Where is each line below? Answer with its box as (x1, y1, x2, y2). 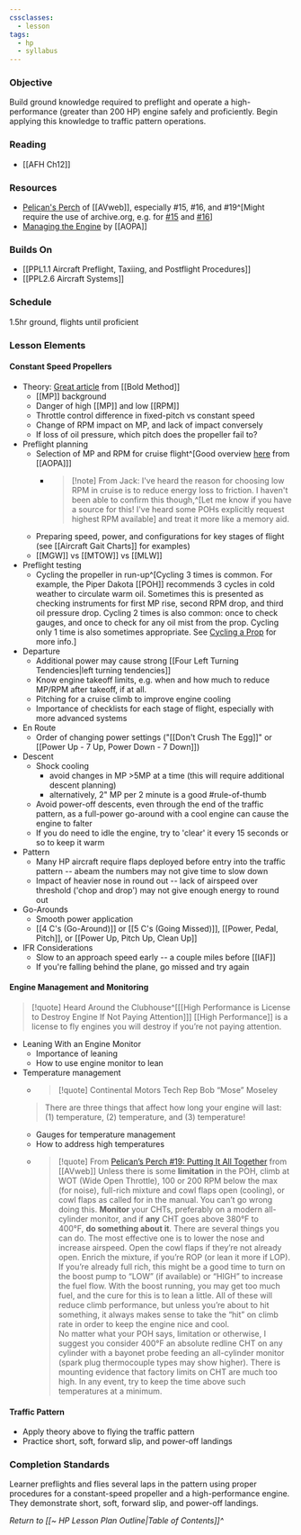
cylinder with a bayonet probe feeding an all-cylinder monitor (58, 1347, 285, 1358)
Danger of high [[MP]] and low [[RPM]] (35, 400, 180, 411)
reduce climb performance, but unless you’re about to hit (58, 1299, 270, 1310)
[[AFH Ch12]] (22, 158, 71, 169)
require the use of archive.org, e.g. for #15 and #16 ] (22, 212, 213, 222)
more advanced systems (35, 712, 128, 723)
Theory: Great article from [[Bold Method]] (22, 381, 181, 392)
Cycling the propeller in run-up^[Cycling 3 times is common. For (35, 569, 273, 580)
